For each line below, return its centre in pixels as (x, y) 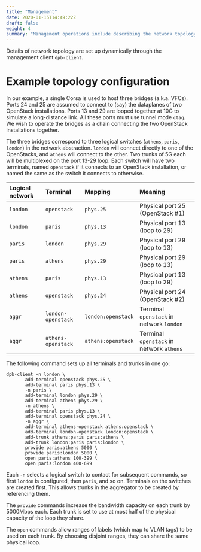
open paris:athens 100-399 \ (61, 459)
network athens (161, 349)
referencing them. (28, 494)
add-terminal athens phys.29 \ (64, 401)
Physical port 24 (163, 292)
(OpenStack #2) (162, 299)
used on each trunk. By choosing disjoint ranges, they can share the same (98, 536)
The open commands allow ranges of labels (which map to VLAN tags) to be (99, 530)
